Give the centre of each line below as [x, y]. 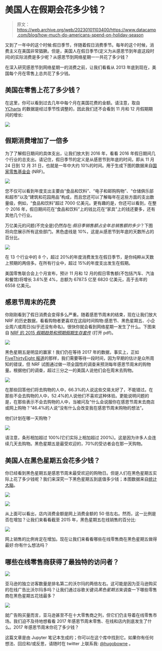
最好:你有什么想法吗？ [27, 545]
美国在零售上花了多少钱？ [43, 90]
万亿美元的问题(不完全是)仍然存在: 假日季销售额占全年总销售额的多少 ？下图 [79, 225]
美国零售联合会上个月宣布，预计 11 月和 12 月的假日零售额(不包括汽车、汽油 [80, 273]
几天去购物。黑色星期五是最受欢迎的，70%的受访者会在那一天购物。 [77, 444]
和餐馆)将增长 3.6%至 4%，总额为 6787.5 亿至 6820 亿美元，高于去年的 [76, 279]
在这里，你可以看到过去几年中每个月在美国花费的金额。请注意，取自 [73, 103]
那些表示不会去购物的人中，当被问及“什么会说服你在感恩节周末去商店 [86, 402]
